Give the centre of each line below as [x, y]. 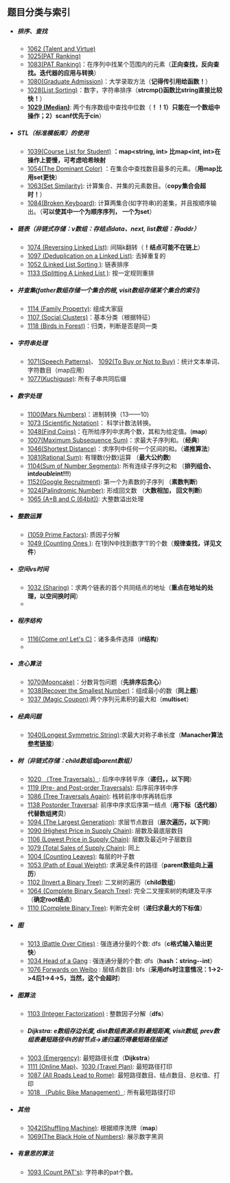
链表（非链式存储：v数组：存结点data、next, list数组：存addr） [108, 228]
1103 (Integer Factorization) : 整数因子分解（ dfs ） [97, 1013]
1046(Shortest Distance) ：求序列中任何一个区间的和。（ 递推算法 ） [120, 449]
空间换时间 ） [64, 596]
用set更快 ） [44, 177]
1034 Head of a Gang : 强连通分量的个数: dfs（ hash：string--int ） [122, 960]
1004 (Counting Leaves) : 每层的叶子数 [81, 856]
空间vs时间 [33, 568]
